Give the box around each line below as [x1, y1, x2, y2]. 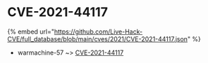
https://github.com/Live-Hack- [54, 27, 143, 36]
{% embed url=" [7, 27, 55, 36]
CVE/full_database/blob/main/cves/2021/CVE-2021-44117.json [7, 34, 188, 43]
